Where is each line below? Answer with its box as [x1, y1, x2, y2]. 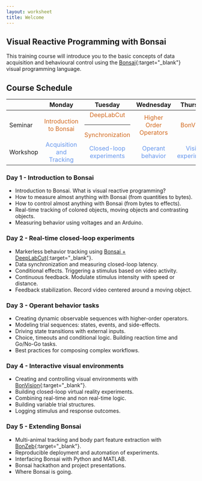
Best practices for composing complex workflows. [14, 347, 140, 354]
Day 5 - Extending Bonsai [6, 422, 82, 430]
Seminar [9, 121, 33, 129]
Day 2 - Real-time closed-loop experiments [6, 234, 135, 242]
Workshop [9, 148, 38, 156]
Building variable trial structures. [14, 401, 96, 408]
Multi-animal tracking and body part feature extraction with [14, 436, 162, 443]
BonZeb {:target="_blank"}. [14, 443, 81, 450]
